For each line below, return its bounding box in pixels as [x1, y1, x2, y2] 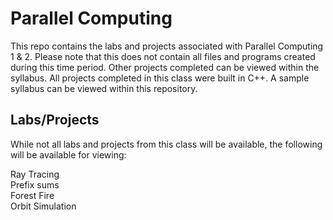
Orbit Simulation [10, 200, 77, 212]
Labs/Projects [10, 112, 100, 129]
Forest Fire [10, 189, 55, 201]
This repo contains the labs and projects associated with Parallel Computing [10, 40, 324, 52]
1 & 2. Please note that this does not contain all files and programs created [10, 50, 316, 62]
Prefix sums [10, 178, 60, 191]
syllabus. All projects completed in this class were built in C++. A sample [10, 72, 310, 84]
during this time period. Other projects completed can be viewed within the [10, 61, 320, 73]
